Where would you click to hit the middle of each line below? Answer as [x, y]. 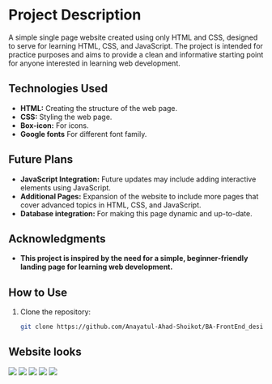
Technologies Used [58, 89]
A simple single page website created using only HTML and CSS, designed [133, 37]
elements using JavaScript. [66, 187]
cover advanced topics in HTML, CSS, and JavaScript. [110, 205]
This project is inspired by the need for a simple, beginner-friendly [134, 258]
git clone [37, 327]
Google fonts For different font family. [83, 134]
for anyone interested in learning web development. [94, 63]
